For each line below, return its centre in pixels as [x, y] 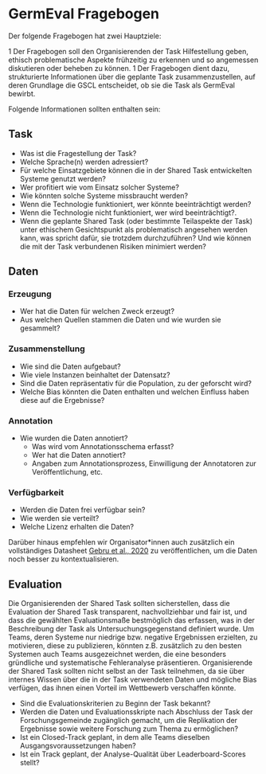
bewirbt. [22, 93]
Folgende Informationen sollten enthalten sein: [84, 109]
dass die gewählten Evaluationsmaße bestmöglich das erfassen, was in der [131, 620]
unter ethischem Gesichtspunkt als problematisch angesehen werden [134, 229]
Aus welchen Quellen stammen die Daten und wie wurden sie [120, 320]
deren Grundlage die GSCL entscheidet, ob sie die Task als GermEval [122, 85]
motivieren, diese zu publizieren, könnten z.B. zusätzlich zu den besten [125, 646]
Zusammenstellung [47, 349]
